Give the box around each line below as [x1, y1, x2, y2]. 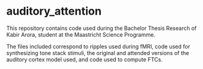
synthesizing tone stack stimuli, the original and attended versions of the [6, 49, 190, 56]
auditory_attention [6, 4, 102, 18]
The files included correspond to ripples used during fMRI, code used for [6, 43, 191, 50]
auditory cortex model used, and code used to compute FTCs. [6, 56, 163, 63]
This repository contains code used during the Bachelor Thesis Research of [6, 24, 197, 32]
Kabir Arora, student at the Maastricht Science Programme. [6, 31, 156, 38]
